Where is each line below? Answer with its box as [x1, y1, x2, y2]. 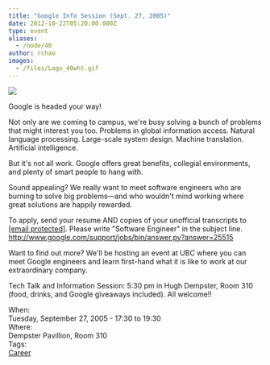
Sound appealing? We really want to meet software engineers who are [8, 182, 242, 192]
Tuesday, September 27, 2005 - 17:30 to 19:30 [8, 313, 161, 323]
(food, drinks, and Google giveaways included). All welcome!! [8, 289, 212, 299]
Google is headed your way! [8, 102, 102, 111]
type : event [8, 27, 48, 35]
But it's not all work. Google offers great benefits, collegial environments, [8, 158, 251, 168]
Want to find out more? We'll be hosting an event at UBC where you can [8, 247, 247, 258]
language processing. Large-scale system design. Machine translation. [8, 134, 244, 143]
